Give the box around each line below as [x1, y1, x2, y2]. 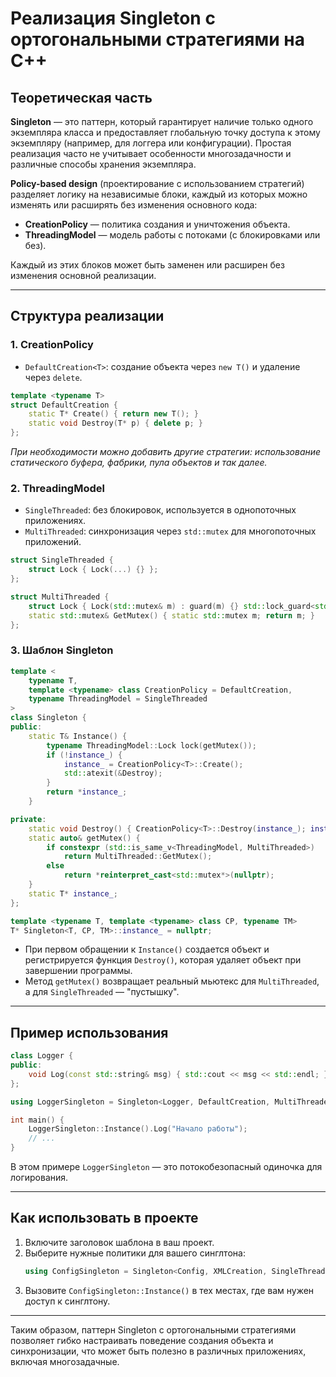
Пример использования [10, 1024, 169, 1041]
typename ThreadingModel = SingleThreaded [28, 694, 208, 704]
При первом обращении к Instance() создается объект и [24, 943, 270, 956]
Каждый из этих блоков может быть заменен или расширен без [10, 259, 285, 271]
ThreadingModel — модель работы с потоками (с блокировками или [24, 229, 321, 241]
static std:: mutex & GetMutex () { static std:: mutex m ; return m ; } [28, 610, 315, 621]
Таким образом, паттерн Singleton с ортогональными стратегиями [10, 1323, 297, 1336]
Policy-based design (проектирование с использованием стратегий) [10, 178, 305, 189]
